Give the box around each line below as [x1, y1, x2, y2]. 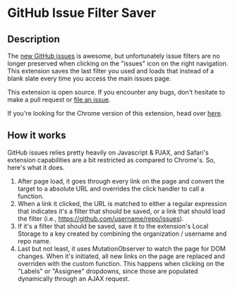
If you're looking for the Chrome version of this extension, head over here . [7, 109, 223, 117]
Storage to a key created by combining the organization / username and [17, 229, 227, 238]
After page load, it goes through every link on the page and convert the [17, 176, 224, 185]
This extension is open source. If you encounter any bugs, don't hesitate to [7, 88, 226, 96]
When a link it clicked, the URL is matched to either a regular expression [17, 199, 227, 207]
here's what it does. [7, 163, 65, 171]
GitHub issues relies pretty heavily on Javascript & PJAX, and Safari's [7, 148, 210, 157]
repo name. [17, 236, 52, 245]
